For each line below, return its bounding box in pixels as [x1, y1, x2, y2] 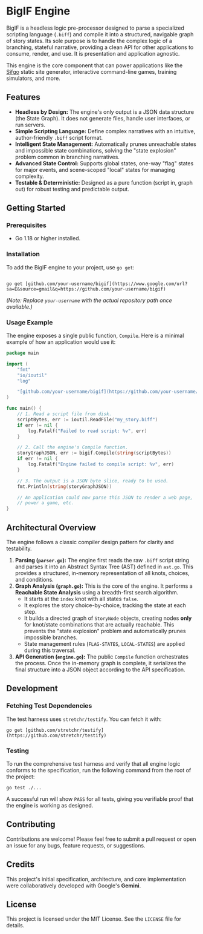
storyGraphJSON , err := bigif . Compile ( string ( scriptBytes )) [17, 450, 172, 456]
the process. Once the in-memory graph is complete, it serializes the [14, 659, 186, 666]
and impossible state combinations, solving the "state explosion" [14, 146, 176, 154]
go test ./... [6, 784, 42, 791]
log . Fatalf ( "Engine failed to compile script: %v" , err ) [28, 461, 174, 467]
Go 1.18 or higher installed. [14, 235, 81, 242]
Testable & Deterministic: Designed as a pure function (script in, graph [14, 179, 193, 186]
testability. [6, 545, 32, 552]
